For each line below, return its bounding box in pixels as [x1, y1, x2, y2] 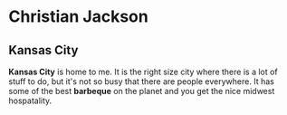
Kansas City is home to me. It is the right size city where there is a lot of [8, 66, 278, 77]
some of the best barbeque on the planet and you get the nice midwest [8, 86, 275, 96]
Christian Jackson [8, 6, 148, 27]
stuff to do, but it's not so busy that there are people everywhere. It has [8, 76, 275, 87]
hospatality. [8, 95, 53, 106]
